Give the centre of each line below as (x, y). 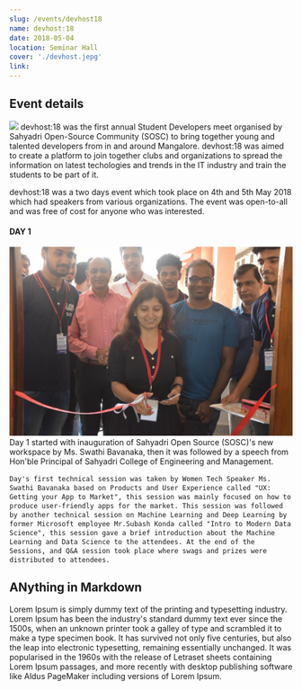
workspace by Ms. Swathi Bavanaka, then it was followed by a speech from (149, 452)
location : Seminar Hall (54, 48)
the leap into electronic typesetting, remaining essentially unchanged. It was (151, 647)
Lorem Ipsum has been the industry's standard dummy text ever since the (146, 618)
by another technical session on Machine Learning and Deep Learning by (148, 515)
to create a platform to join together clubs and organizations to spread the (146, 155)
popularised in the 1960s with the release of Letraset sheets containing (141, 657)
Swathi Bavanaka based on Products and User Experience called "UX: (140, 488)
